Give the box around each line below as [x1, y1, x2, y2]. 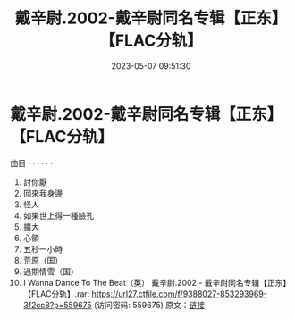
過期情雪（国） [22, 265, 79, 277]
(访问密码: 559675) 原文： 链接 [93, 299, 206, 310]
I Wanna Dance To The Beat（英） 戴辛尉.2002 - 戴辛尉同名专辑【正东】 [22, 277, 291, 288]
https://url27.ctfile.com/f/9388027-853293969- [91, 288, 267, 299]
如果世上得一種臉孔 [22, 210, 95, 221]
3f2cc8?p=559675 [22, 299, 92, 310]
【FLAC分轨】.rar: [22, 288, 90, 299]
